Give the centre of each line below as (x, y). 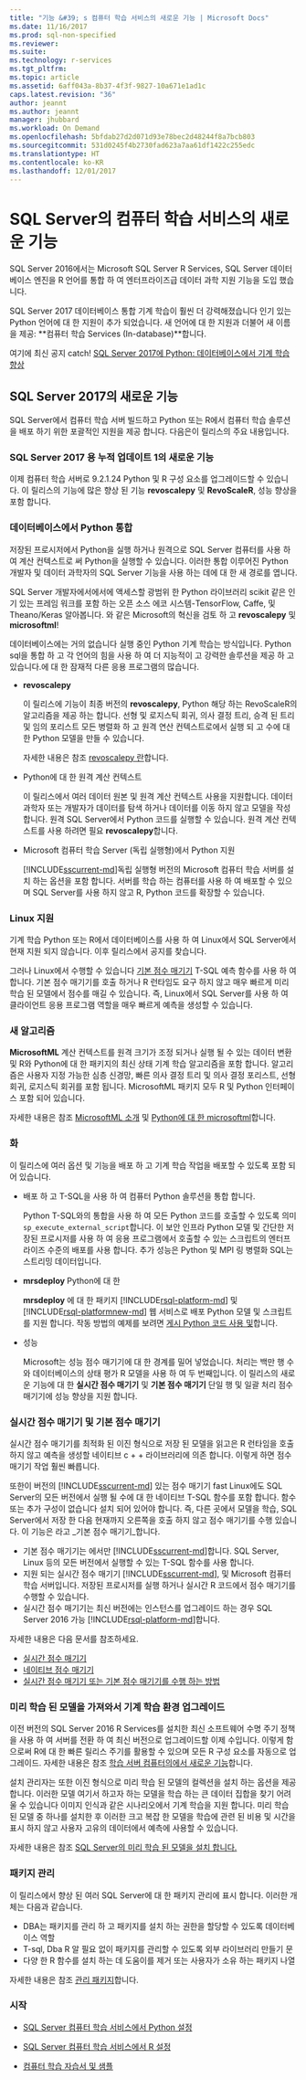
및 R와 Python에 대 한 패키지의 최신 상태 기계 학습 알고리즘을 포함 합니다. (139, 1064)
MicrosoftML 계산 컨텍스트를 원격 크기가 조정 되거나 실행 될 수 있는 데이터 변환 (151, 1053)
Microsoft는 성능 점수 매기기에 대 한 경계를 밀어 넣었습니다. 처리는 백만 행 (153, 1362)
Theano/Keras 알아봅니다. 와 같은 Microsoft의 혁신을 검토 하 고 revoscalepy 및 (153, 614)
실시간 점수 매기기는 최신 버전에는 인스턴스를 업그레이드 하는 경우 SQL (148, 1608)
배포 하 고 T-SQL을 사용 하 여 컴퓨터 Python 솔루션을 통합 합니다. (139, 1196)
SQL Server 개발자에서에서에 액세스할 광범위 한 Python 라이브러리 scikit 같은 (148, 591)
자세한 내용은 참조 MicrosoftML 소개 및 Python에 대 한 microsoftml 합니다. (142, 1118)
